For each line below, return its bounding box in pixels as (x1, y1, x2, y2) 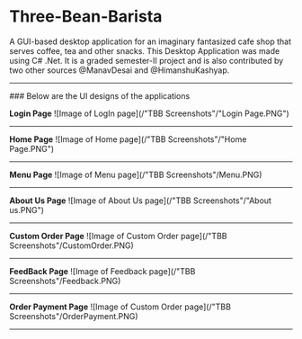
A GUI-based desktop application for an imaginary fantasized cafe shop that (9, 36, 292, 47)
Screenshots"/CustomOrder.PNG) (9, 240, 135, 251)
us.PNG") (9, 204, 45, 215)
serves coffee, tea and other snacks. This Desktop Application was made (9, 45, 280, 56)
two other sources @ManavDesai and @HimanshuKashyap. (9, 65, 230, 76)
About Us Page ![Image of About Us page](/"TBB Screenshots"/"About (9, 195, 272, 206)
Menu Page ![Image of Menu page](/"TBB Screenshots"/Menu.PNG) (9, 169, 262, 180)
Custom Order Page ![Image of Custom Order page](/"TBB (9, 230, 227, 241)
